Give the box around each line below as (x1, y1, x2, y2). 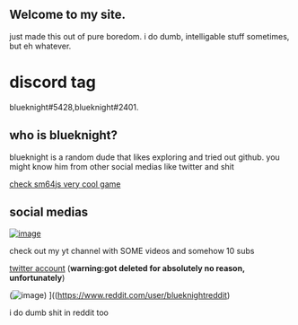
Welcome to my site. (9, 7, 127, 22)
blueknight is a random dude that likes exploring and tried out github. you (9, 152, 280, 162)
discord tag (9, 72, 96, 92)
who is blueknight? (9, 127, 118, 143)
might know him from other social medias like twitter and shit (9, 161, 235, 171)
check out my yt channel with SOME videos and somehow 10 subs (9, 246, 255, 257)
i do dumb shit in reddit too (9, 307, 110, 318)
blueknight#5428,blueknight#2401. (9, 101, 139, 112)
